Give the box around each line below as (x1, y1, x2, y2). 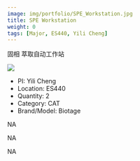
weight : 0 (7, 23, 36, 30)
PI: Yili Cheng (17, 77, 57, 85)
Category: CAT (17, 99, 61, 108)
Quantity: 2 (17, 92, 50, 100)
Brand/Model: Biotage (17, 106, 81, 115)
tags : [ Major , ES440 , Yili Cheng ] (7, 29, 108, 37)
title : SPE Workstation (7, 17, 77, 24)
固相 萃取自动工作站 (7, 50, 64, 58)
